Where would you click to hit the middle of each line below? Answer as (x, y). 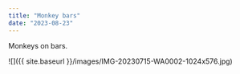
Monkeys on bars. (38, 45)
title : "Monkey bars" (45, 16)
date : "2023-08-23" (41, 23)
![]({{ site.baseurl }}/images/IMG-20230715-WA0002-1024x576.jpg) (120, 61)
